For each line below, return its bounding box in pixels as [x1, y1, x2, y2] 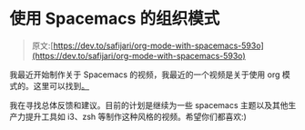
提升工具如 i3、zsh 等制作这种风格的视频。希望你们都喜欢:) [25, 111, 248, 122]
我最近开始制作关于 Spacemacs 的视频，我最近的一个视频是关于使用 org [9, 69, 280, 80]
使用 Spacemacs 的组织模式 [9, 8, 220, 29]
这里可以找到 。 [33, 80, 89, 91]
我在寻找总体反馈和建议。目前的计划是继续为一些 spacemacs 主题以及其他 [9, 99, 289, 110]
